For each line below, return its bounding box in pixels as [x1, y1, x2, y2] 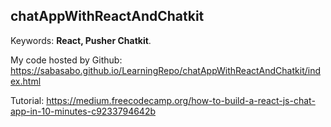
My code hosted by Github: [10, 54, 123, 66]
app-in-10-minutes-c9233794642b [10, 105, 157, 117]
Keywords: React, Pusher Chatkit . [10, 34, 152, 46]
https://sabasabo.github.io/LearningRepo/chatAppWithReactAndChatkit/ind [10, 64, 321, 76]
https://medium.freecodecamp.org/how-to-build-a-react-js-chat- [46, 94, 316, 106]
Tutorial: [10, 94, 45, 106]
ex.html [10, 75, 42, 87]
